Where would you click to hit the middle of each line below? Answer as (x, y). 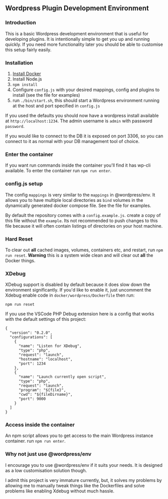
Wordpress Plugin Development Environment (77, 8)
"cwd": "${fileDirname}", (45, 395)
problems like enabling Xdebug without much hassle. (60, 491)
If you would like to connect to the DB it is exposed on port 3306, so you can (84, 136)
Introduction (21, 23)
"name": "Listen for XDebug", (50, 346)
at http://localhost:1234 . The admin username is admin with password (79, 121)
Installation (19, 62)
